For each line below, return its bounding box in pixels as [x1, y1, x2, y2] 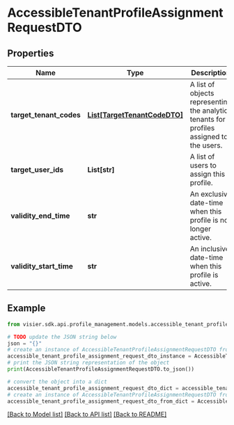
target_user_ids [10, 165, 64, 175]
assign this [189, 169, 225, 179]
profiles [189, 123, 215, 133]
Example [7, 303, 46, 314]
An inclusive [189, 244, 230, 253]
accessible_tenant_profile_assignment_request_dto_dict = [7, 385, 179, 392]
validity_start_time [10, 262, 73, 271]
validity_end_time [10, 211, 70, 220]
